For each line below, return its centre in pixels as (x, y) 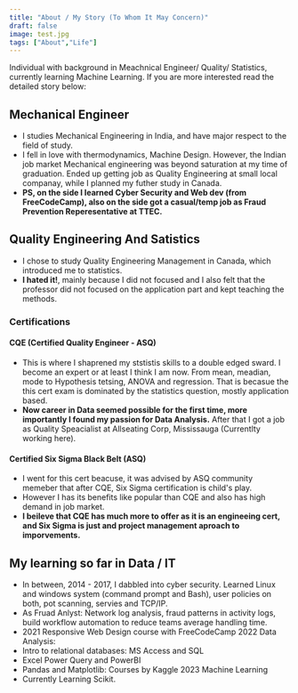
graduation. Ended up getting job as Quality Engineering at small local (150, 173)
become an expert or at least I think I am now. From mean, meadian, (146, 372)
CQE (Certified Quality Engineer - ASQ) (83, 342)
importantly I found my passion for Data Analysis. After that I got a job (153, 419)
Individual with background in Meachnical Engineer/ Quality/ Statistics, (138, 68)
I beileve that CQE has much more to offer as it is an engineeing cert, (151, 516)
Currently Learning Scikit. (69, 679)
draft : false (33, 26)
